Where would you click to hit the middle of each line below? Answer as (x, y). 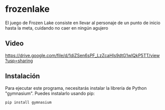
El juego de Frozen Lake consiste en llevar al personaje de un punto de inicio (83, 23)
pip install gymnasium (28, 102)
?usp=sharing (19, 61)
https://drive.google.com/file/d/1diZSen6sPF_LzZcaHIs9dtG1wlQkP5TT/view (82, 55)
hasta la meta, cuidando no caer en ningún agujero (57, 28)
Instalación (23, 76)
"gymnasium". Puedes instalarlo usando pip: (50, 93)
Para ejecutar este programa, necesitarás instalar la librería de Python (76, 88)
